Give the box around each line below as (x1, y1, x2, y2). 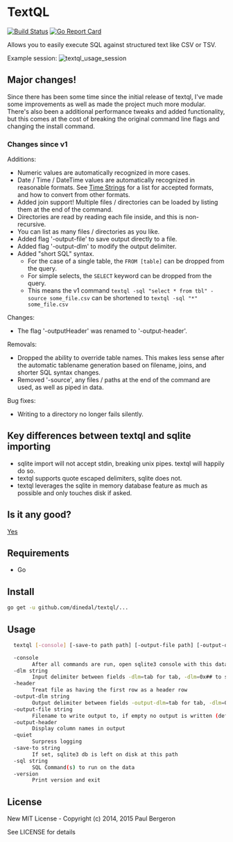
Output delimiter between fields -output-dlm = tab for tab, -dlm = (32, 699, 225, 706)
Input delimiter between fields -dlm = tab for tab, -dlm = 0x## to (32, 673, 222, 680)
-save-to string (13, 745, 60, 752)
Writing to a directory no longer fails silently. (17, 410, 144, 418)
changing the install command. (7, 122, 96, 130)
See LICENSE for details (7, 828, 76, 836)
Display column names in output (32, 725, 126, 732)
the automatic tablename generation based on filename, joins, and (17, 361, 207, 370)
